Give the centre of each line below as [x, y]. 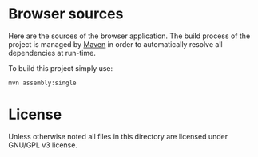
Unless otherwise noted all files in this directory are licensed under [118, 136]
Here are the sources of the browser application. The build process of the [129, 36]
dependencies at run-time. [52, 53]
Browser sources [66, 14]
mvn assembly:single [43, 83]
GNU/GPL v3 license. [43, 145]
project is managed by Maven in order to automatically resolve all [115, 44]
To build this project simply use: [61, 68]
